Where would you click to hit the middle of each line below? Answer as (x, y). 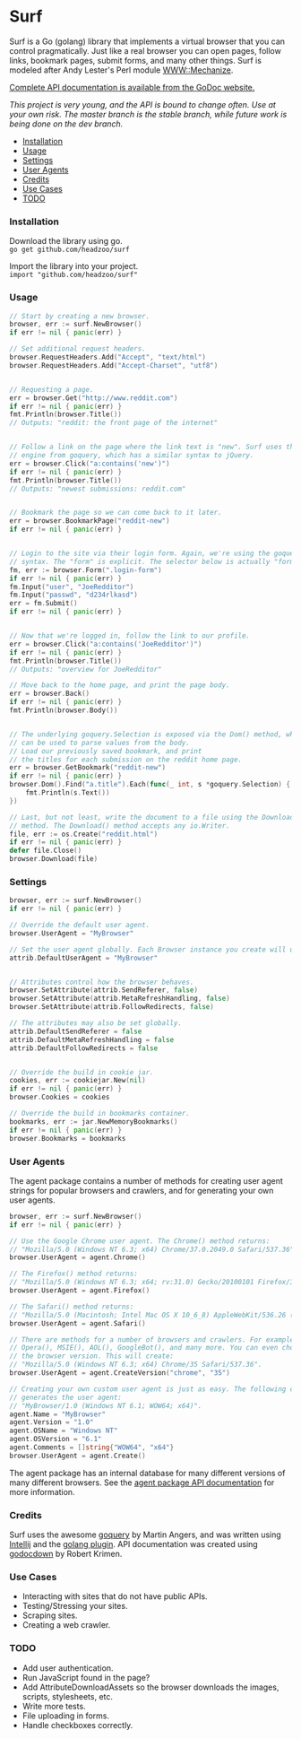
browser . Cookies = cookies (60, 1097)
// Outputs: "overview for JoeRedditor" (86, 669)
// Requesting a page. (52, 389)
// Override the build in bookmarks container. (100, 1114)
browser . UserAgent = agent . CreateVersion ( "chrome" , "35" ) (120, 1373)
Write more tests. (54, 1706)
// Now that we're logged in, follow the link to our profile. (130, 636)
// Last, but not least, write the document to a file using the (133, 817)
